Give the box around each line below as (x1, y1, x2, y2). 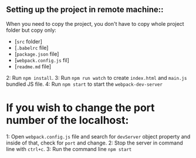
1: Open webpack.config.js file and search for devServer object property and (6, 133, 191, 140)
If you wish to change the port (6, 101, 155, 114)
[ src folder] (14, 38, 42, 45)
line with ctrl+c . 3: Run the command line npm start (6, 145, 132, 152)
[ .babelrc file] (14, 44, 49, 51)
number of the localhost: (6, 114, 129, 127)
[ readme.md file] (14, 63, 52, 70)
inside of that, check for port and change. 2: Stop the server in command (6, 139, 183, 146)
